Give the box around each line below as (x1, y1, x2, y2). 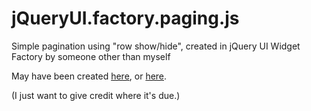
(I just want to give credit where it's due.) (11, 89, 181, 101)
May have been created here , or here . (11, 70, 168, 82)
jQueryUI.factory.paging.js (11, 7, 240, 30)
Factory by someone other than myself (11, 50, 171, 62)
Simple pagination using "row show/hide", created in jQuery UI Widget (11, 40, 301, 52)
